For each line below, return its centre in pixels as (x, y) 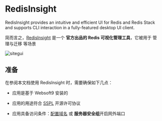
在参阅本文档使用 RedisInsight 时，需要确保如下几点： (59, 82)
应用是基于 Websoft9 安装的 (40, 93)
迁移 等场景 (25, 43)
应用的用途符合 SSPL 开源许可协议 (46, 103)
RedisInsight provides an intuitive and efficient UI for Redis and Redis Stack (80, 22)
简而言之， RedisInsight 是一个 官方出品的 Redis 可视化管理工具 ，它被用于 (78, 37)
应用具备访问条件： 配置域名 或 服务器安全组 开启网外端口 (68, 113)
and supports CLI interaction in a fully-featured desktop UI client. (70, 27)
